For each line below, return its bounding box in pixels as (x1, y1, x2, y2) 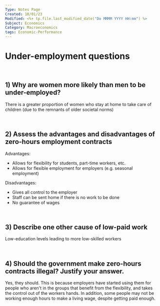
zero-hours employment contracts (5, 138, 112, 146)
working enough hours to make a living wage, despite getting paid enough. (5, 295, 156, 302)
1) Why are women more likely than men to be (5, 81, 146, 89)
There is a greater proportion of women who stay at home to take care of (5, 101, 152, 107)
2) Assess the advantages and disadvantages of (5, 130, 155, 139)
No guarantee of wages (12, 199, 60, 205)
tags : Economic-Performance (5, 30, 62, 35)
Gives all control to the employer (12, 189, 78, 195)
